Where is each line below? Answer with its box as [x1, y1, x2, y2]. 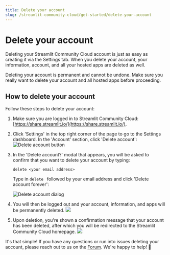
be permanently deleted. [12, 207, 65, 214]
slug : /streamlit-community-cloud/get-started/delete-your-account [5, 12, 152, 17]
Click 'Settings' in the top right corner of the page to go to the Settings [12, 131, 161, 137]
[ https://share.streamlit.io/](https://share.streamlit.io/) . [12, 121, 127, 127]
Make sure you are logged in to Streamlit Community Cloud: [12, 115, 139, 122]
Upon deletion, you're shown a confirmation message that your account [12, 217, 164, 223]
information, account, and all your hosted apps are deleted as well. [5, 62, 145, 68]
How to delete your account [5, 92, 95, 101]
